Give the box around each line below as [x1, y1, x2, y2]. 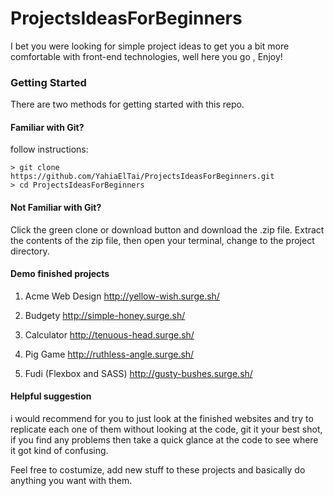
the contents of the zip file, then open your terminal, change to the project [10, 234, 315, 246]
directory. [10, 245, 50, 257]
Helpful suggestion [10, 390, 92, 402]
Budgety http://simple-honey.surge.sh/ [24, 309, 186, 321]
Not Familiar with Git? [10, 202, 102, 214]
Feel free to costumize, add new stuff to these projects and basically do [10, 464, 306, 476]
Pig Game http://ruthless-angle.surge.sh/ [24, 348, 195, 360]
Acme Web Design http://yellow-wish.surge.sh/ [24, 290, 220, 302]
